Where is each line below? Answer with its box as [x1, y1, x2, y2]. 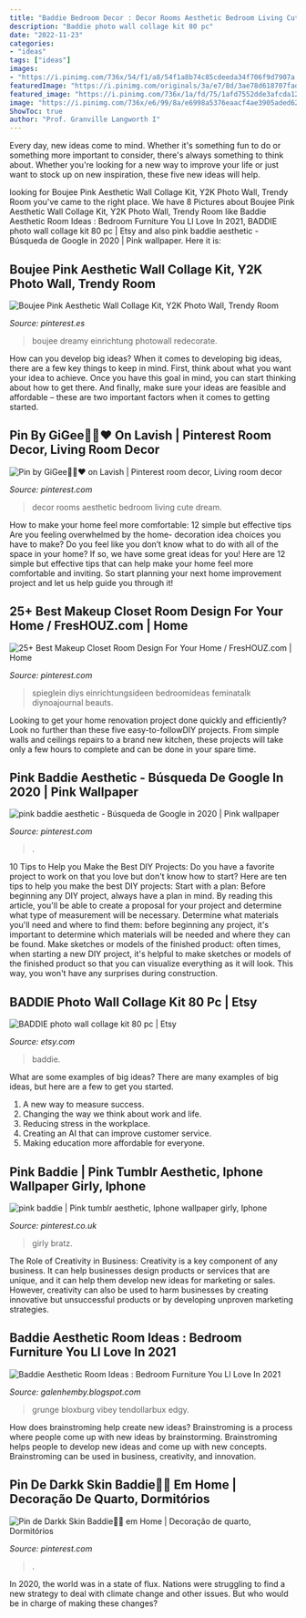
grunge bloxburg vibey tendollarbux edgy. [31, 1404, 189, 1415]
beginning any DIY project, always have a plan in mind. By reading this [9, 891, 273, 902]
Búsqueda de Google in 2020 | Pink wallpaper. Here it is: [9, 235, 221, 246]
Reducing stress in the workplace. [22, 1118, 151, 1129]
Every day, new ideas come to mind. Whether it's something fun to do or [9, 140, 281, 151]
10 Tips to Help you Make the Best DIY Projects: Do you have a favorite [9, 861, 275, 872]
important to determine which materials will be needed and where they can [9, 929, 291, 940]
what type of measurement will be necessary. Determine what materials [9, 910, 280, 921]
